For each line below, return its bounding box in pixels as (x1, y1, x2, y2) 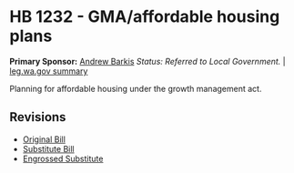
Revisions (9, 109, 66, 125)
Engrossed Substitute (22, 153, 104, 164)
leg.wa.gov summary (9, 66, 88, 76)
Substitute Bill (22, 143, 75, 154)
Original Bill (22, 134, 66, 145)
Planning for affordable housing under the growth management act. (9, 83, 262, 94)
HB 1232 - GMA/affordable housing (9, 6, 280, 27)
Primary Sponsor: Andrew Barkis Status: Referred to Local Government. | (9, 56, 286, 66)
